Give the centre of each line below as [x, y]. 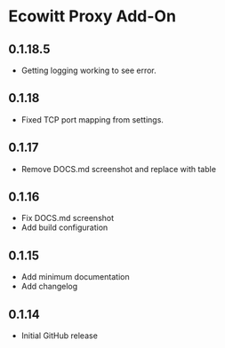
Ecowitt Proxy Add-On [92, 16]
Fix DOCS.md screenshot [68, 218]
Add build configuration [64, 227]
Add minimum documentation [75, 277]
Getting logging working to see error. [88, 70]
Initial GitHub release [60, 336]
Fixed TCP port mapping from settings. [92, 119]
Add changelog [49, 287]
